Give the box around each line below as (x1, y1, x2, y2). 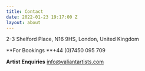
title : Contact (6, 8, 44, 15)
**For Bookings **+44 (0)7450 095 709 (6, 47, 106, 54)
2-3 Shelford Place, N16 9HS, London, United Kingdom (6, 36, 140, 43)
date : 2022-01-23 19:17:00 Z (6, 14, 78, 20)
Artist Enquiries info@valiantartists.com (6, 58, 104, 65)
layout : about (6, 19, 41, 25)
